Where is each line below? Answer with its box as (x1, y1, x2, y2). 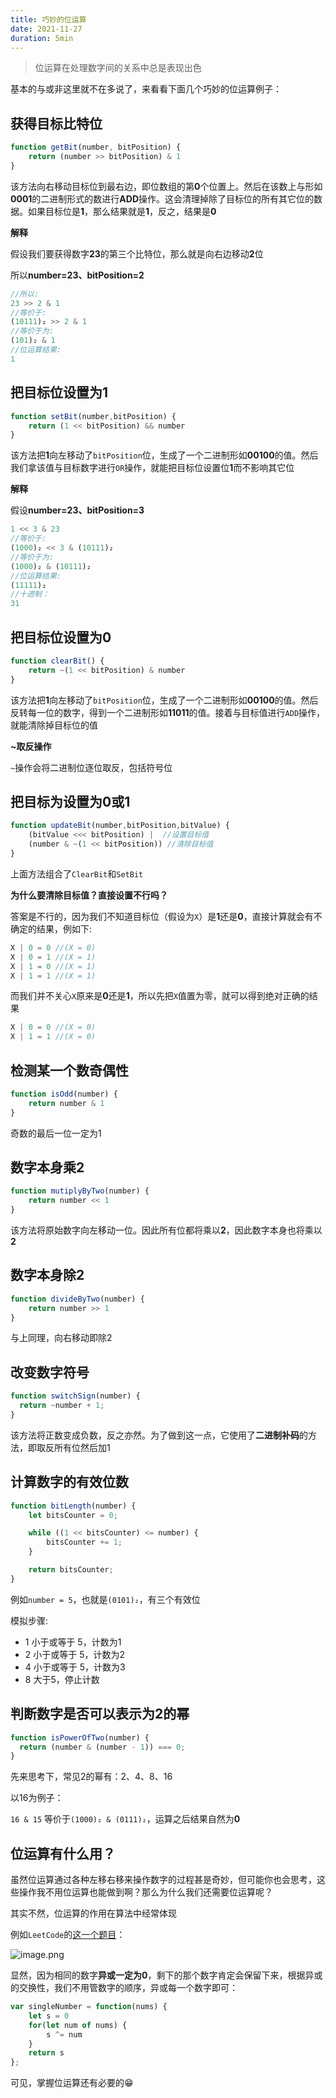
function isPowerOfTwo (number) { (10, 1732, 150, 1743)
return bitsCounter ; (28, 1565, 114, 1575)
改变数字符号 (10, 1364, 90, 1381)
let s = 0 (28, 2011, 70, 2021)
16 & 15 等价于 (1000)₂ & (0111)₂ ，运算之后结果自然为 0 (10, 1813, 241, 1825)
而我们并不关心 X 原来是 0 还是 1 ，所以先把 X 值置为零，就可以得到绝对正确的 (10, 990, 310, 1002)
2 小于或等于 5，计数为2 (24, 1648, 126, 1660)
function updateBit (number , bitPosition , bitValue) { (10, 821, 230, 831)
